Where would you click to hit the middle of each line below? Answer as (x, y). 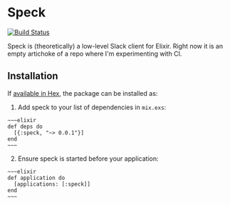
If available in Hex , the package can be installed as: (83, 93)
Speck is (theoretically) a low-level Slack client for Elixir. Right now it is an (115, 46)
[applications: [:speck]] (52, 184)
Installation (33, 76)
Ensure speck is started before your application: (88, 159)
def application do (36, 178)
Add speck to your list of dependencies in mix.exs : (92, 107)
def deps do (25, 126)
